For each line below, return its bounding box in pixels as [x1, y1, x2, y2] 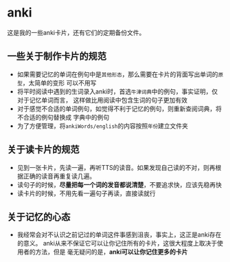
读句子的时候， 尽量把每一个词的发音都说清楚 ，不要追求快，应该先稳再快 [16, 180, 222, 188]
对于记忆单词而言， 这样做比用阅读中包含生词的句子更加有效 [16, 96, 187, 104]
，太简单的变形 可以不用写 [22, 78, 97, 87]
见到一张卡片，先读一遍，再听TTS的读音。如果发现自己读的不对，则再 [16, 163, 216, 171]
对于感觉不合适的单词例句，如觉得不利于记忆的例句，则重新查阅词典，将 [16, 105, 222, 113]
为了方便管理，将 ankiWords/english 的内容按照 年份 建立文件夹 [16, 122, 189, 130]
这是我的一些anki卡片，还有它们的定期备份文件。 [7, 28, 146, 36]
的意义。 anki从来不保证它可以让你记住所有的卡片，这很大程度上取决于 [16, 239, 218, 248]
